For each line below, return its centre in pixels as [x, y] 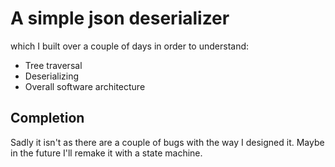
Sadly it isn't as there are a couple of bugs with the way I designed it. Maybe [167, 142]
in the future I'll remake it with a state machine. [106, 153]
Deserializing [52, 76]
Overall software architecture [85, 86]
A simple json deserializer [120, 18]
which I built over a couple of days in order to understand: [130, 46]
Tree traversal [53, 65]
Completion [47, 118]
